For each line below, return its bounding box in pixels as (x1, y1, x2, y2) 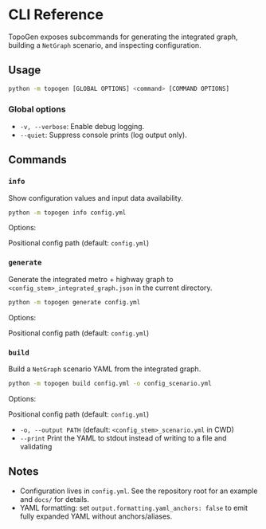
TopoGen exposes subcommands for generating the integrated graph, (8, 32, 238, 41)
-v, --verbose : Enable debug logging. (19, 121, 145, 131)
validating (19, 441, 53, 451)
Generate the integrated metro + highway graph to (8, 274, 174, 284)
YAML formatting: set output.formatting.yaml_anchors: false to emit (19, 503, 248, 512)
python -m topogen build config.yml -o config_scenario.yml (8, 379, 213, 387)
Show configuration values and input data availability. (8, 193, 183, 202)
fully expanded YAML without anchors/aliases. (19, 511, 173, 521)
